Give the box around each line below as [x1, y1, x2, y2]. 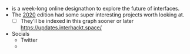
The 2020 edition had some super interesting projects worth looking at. [11, 11, 185, 18]
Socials [11, 31, 30, 38]
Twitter [20, 36, 38, 43]
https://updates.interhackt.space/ [20, 24, 102, 31]
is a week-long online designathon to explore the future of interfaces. [11, 5, 180, 12]
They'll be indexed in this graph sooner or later [20, 18, 134, 24]
